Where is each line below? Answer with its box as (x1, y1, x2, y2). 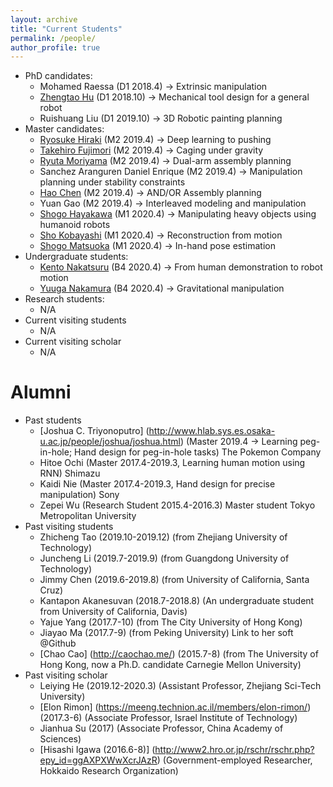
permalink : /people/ (10, 33, 97, 43)
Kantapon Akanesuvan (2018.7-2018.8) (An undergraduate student (39, 595, 315, 607)
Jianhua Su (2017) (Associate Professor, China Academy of (39, 722, 284, 735)
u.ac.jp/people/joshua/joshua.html (39, 436, 181, 448)
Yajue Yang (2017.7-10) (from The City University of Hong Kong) (39, 616, 303, 628)
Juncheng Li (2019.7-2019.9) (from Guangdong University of (39, 552, 290, 565)
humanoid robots (39, 219, 111, 231)
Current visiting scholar (24, 336, 122, 348)
